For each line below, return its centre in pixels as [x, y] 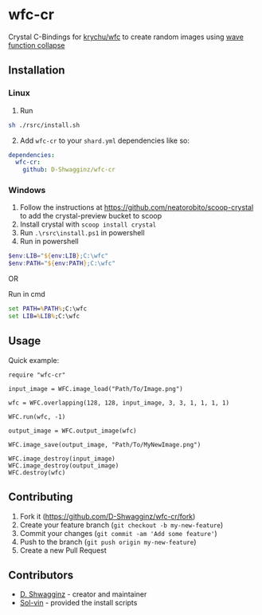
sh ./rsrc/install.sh [44, 125]
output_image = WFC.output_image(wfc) [72, 431]
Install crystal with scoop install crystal [88, 224]
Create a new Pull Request [63, 550]
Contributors [41, 575]
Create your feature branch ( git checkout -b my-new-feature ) [121, 525]
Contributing [41, 497]
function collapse [37, 45]
